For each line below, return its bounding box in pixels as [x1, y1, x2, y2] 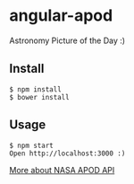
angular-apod [9, 5, 113, 26]
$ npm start [9, 141, 54, 150]
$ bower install [9, 92, 70, 101]
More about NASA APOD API [9, 164, 115, 175]
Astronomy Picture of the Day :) [9, 35, 126, 46]
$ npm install [9, 84, 63, 94]
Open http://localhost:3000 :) [9, 149, 126, 158]
